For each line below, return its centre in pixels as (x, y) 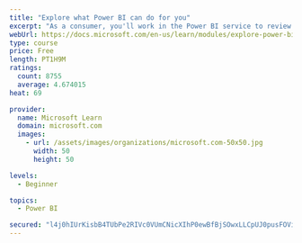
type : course (34, 43)
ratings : (26, 68)
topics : (24, 200)
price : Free (31, 51)
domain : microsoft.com (60, 126)
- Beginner (38, 184)
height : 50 (53, 159)
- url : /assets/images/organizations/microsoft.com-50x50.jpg (144, 143)
